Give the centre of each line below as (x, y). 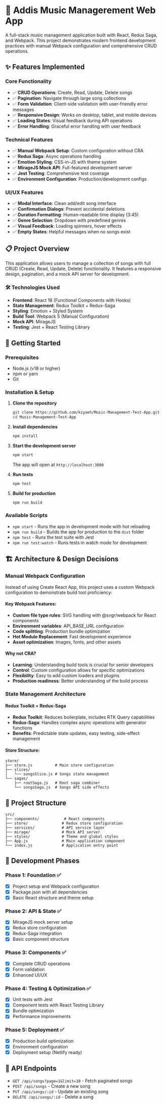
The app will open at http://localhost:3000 (58, 465)
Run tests (23, 474)
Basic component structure (41, 939)
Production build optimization (43, 1041)
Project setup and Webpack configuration (56, 886)
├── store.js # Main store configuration (60, 765)
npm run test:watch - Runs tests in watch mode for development (80, 542)
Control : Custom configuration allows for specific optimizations (78, 670)
